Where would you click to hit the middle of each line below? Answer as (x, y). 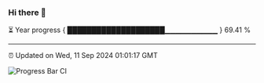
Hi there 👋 (27, 13)
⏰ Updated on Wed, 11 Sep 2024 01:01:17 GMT (83, 56)
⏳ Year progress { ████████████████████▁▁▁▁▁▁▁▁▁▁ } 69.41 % (130, 30)
